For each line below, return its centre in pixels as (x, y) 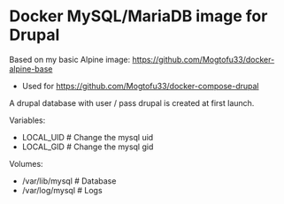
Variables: (27, 120)
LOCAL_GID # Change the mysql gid (88, 147)
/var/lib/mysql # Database (69, 181)
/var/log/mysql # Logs (62, 190)
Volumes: (26, 163)
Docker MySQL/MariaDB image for (138, 16)
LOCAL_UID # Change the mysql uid (88, 137)
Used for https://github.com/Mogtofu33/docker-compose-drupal (140, 86)
